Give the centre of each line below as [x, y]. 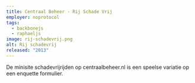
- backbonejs [28, 28]
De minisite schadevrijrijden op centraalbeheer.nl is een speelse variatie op [98, 67]
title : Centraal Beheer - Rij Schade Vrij [59, 12]
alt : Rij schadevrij [32, 45]
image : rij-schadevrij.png [39, 39]
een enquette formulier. [35, 73]
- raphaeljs [26, 34]
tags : [13, 23]
